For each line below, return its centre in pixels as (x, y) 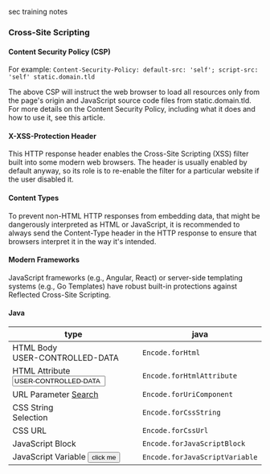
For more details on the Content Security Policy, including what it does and (132, 109)
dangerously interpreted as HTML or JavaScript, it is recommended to (124, 224)
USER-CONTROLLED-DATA (65, 358)
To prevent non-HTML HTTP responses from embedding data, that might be (134, 215)
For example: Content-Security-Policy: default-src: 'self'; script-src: (133, 69)
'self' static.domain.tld (51, 77)
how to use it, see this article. (57, 118)
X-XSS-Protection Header (52, 136)
